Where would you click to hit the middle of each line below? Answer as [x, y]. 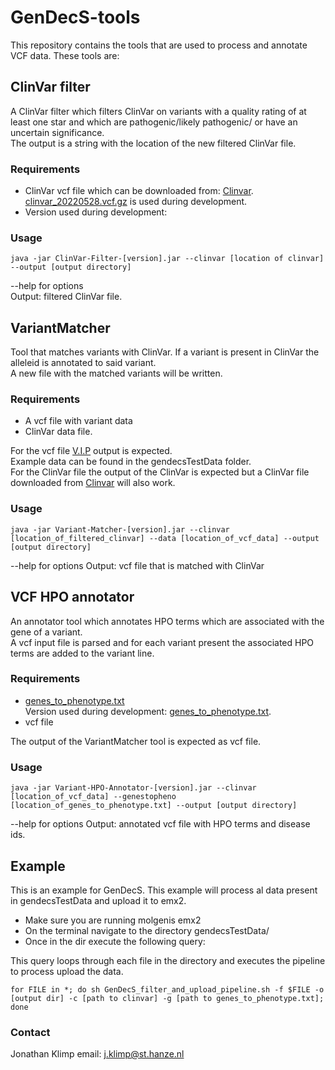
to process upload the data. [67, 971]
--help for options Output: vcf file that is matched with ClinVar [137, 565]
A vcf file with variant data [78, 421]
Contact [30, 1032]
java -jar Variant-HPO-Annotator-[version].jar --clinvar [133, 788]
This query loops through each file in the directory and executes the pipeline [168, 960]
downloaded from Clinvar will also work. [93, 483]
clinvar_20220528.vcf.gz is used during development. [136, 202]
